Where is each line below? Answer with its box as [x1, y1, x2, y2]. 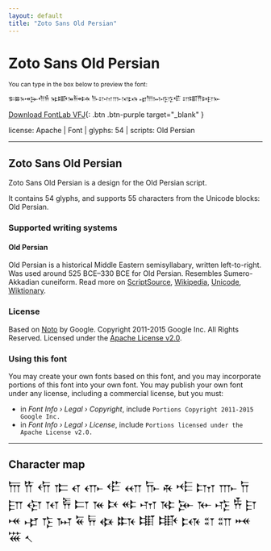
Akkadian [8, 278, 40, 287]
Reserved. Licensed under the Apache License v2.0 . [8, 332, 183, 343]
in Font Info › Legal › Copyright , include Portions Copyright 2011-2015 [19, 404, 254, 414]
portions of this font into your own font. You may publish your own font [8, 380, 244, 390]
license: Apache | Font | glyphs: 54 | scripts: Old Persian [8, 126, 195, 136]
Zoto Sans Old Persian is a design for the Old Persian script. [8, 178, 207, 188]
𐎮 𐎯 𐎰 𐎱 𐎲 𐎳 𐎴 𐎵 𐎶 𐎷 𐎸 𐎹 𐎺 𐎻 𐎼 [8, 495, 257, 512]
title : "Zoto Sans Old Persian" [8, 19, 117, 27]
